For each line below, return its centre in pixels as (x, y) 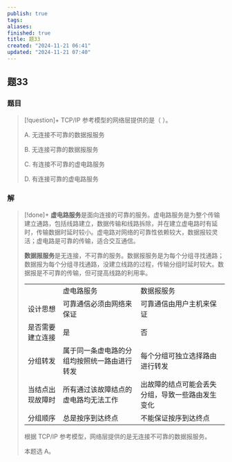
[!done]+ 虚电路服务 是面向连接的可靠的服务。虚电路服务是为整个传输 (122, 215)
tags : (15, 20)
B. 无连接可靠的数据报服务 (61, 149)
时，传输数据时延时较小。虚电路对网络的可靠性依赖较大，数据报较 (118, 232)
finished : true (29, 33)
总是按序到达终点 (91, 418)
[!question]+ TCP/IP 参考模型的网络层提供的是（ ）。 (98, 120)
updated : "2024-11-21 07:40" (49, 53)
